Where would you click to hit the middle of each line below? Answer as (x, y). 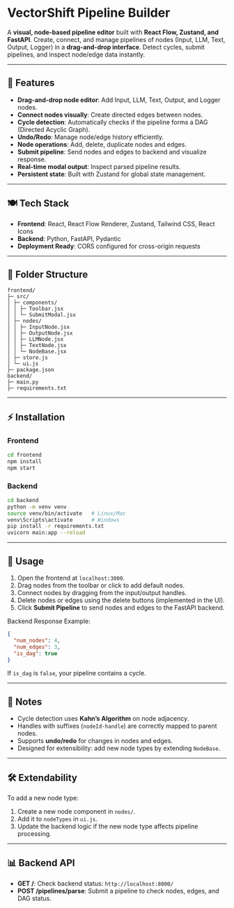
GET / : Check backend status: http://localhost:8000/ (95, 883)
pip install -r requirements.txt (56, 526)
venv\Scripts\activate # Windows (63, 520)
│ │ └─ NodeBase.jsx (37, 352)
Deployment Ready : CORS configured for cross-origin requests (109, 246)
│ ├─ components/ (32, 303)
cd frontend (24, 455)
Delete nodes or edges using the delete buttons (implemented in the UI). (121, 600)
